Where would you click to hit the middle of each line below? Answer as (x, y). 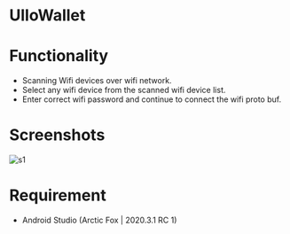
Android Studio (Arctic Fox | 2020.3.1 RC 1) (99, 220)
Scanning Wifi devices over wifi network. (97, 81)
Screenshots (57, 135)
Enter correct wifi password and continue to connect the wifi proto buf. (152, 99)
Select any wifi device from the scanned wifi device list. (124, 90)
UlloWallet (47, 16)
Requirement (58, 195)
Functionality (59, 56)
